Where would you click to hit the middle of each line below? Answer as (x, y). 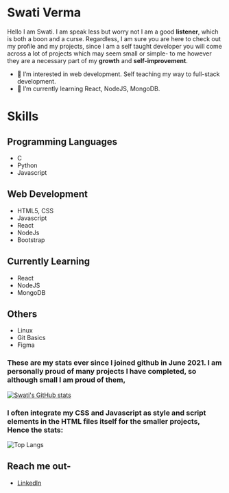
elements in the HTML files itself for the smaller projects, (104, 421)
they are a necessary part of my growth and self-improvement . (98, 60)
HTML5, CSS (35, 211)
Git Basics (31, 338)
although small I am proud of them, (66, 380)
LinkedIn (29, 483)
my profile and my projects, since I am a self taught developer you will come (115, 46)
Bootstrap (31, 240)
